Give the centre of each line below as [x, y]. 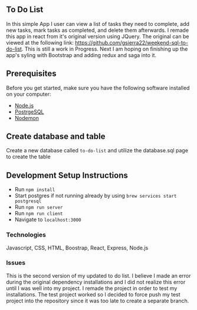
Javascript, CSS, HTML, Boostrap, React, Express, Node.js [77, 248]
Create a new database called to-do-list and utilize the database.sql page [97, 151]
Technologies [26, 235]
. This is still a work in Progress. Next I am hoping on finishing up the [105, 49]
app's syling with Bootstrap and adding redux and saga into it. [81, 55]
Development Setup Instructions [67, 175]
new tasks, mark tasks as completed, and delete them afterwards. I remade [98, 30]
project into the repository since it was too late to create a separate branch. [98, 301]
